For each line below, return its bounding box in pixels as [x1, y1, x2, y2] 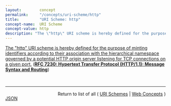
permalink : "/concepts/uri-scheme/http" [5, 12, 101, 17]
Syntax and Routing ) [5, 66, 49, 73]
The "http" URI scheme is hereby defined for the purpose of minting [5, 45, 148, 51]
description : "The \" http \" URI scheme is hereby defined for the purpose [5, 31, 167, 36]
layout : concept [5, 7, 56, 13]
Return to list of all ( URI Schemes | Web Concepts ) [58, 91, 166, 97]
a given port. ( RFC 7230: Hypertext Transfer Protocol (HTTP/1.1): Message [5, 61, 165, 67]
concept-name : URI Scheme [5, 21, 63, 27]
